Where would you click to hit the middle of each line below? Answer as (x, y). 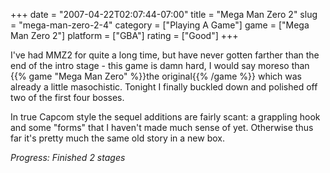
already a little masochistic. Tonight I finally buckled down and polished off (164, 87)
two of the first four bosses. (67, 97)
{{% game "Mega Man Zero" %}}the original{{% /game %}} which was (156, 76)
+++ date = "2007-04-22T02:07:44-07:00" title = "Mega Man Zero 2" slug (164, 14)
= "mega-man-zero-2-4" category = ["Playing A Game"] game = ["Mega (160, 25)
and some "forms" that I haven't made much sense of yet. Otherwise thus (162, 127)
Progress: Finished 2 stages (68, 157)
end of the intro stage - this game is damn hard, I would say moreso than (160, 65)
